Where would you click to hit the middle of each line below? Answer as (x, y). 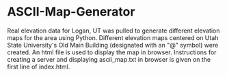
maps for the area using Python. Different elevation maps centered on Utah (113, 37)
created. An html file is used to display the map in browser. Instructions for (112, 52)
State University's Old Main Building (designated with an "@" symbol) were (113, 45)
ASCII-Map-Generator (71, 12)
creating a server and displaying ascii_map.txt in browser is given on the (109, 59)
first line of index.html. (39, 66)
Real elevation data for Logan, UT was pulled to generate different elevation (113, 31)
